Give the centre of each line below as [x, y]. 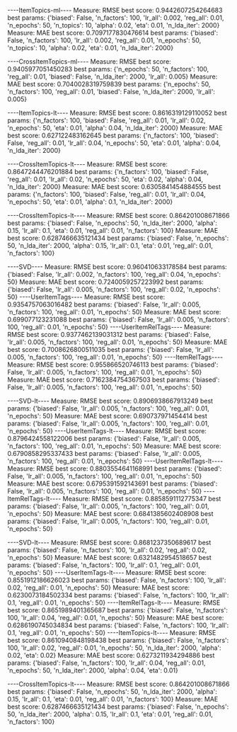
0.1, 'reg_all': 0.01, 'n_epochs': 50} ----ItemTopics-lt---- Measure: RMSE [112, 633]
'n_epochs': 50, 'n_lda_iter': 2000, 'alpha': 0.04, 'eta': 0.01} [93, 670]
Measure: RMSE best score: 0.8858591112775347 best [142, 499]
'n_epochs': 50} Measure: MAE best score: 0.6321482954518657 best [109, 557]
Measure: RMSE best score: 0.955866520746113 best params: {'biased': [113, 365]
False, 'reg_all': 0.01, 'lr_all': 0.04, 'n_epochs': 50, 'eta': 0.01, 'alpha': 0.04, [114, 143]
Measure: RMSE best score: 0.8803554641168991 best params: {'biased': [115, 469]
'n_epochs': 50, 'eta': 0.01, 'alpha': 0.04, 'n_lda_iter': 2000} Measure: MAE [115, 128]
